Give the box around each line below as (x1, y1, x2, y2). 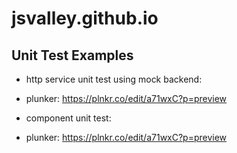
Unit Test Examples (11, 47, 134, 64)
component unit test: (25, 112, 112, 124)
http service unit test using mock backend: (25, 73, 203, 85)
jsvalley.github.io (11, 7, 159, 30)
